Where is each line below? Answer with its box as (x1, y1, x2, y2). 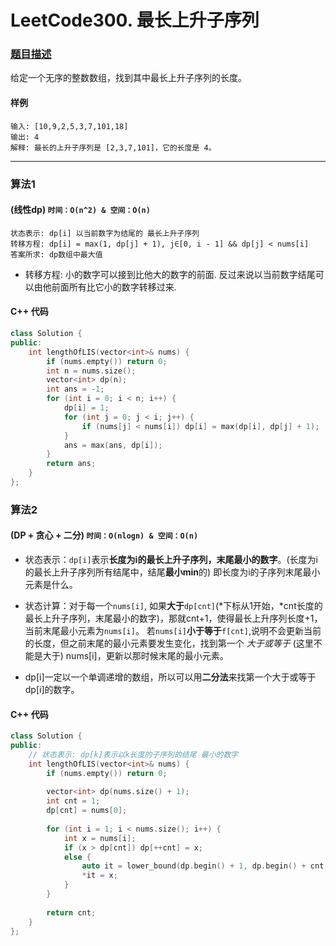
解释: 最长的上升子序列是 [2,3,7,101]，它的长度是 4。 (10, 142, 217, 153)
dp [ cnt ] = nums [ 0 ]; (46, 806, 128, 816)
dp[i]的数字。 (24, 684, 80, 696)
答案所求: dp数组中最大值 (10, 249, 103, 260)
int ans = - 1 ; (46, 384, 105, 395)
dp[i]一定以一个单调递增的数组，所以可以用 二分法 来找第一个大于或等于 (24, 671, 317, 683)
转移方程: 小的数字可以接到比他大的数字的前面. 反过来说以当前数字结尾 (24, 268, 316, 280)
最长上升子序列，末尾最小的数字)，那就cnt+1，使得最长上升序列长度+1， (24, 612, 323, 625)
